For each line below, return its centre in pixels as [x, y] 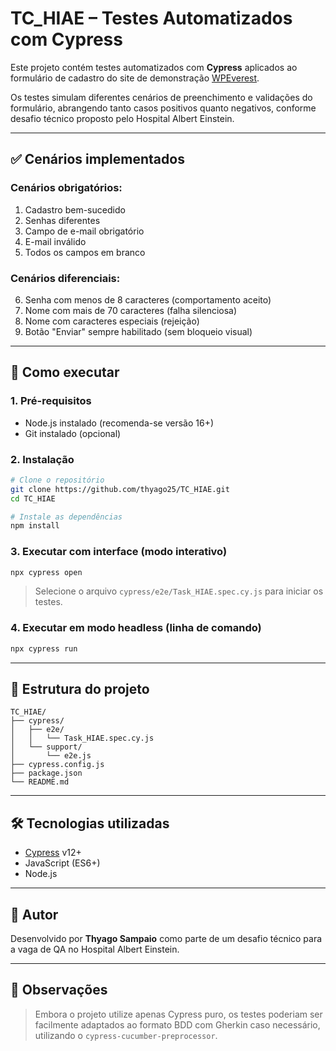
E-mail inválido [55, 241]
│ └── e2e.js [51, 756]
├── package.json [46, 773]
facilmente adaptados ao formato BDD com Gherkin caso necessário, [177, 1024]
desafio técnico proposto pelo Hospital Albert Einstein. [122, 118]
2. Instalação [42, 459]
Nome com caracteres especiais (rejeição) [112, 321]
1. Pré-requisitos [51, 401]
